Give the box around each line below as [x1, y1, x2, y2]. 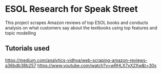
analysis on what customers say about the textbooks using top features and [5, 24, 158, 30]
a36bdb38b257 [5, 62, 37, 68]
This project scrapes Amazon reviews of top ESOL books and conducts [5, 20, 148, 25]
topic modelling [5, 30, 37, 36]
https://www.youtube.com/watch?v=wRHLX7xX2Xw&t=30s [37, 62, 157, 68]
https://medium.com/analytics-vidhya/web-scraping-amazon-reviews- [5, 57, 148, 63]
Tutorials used [5, 44, 50, 52]
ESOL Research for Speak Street [5, 3, 138, 15]
